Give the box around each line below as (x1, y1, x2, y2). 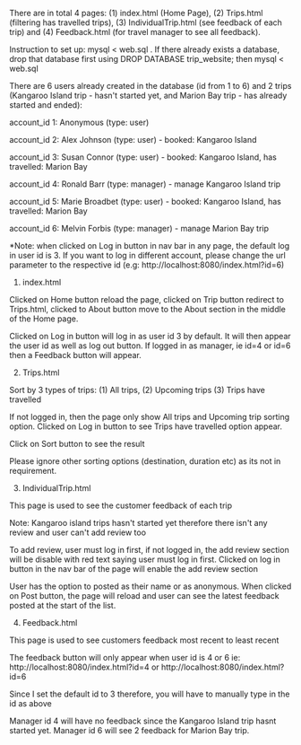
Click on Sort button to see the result (9, 439, 145, 449)
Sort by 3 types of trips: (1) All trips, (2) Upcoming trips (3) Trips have (9, 385, 266, 395)
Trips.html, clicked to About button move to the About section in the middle (9, 304, 287, 314)
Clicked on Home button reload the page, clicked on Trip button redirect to (9, 294, 285, 304)
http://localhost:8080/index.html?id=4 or (9, 662, 159, 672)
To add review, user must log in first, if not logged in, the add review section (9, 545, 289, 555)
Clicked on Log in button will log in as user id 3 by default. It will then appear (9, 331, 291, 341)
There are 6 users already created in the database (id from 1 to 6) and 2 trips (9, 81, 292, 91)
